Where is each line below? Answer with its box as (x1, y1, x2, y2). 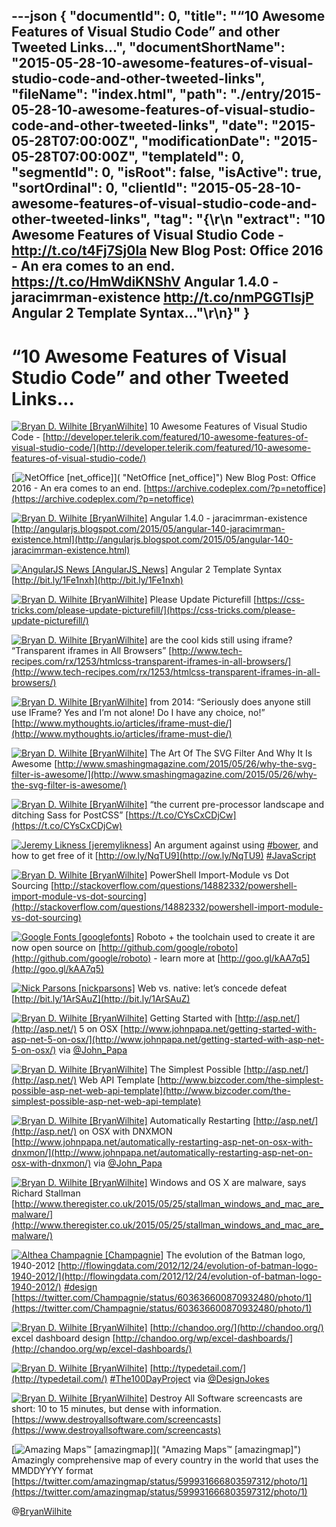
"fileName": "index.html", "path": (11, 86, 228, 103)
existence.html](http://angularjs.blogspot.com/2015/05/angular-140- (11, 534, 294, 546)
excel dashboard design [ (11, 1332, 116, 1344)
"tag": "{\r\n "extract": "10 (152, 211, 326, 228)
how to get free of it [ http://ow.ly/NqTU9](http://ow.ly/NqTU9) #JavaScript (11, 850, 316, 862)
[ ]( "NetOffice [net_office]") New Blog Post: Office (11, 472, 316, 484)
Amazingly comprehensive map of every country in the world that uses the (11, 1454, 319, 1466)
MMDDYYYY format (11, 1465, 94, 1477)
